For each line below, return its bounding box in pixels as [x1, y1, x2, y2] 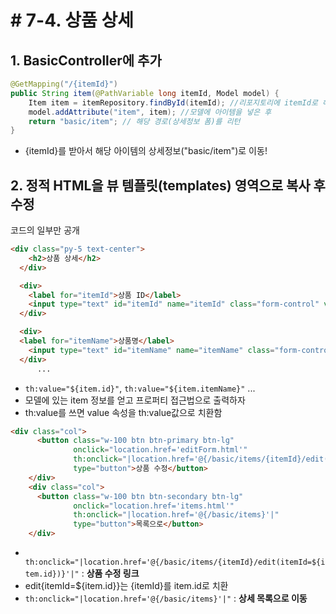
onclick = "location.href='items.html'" [73, 501, 235, 511]
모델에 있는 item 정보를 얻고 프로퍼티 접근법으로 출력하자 [24, 394, 246, 406]
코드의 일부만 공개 [10, 224, 80, 236]
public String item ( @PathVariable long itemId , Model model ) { [10, 88, 280, 98]
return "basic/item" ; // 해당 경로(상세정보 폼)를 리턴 [28, 116, 241, 126]
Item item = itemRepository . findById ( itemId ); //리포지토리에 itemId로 [28, 97, 318, 108]
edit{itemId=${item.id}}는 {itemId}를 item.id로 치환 [24, 580, 229, 592]
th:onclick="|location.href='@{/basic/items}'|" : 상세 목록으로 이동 [24, 592, 308, 605]
